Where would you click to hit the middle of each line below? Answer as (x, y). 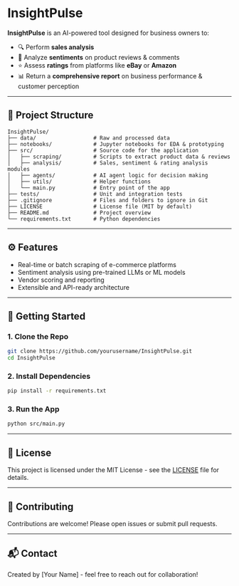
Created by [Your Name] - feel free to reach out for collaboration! (103, 574)
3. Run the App (33, 409)
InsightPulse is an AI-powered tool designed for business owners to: (108, 33)
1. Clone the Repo (38, 336)
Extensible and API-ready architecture (74, 287)
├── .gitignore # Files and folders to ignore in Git (108, 200)
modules (19, 169)
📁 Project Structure (51, 115)
